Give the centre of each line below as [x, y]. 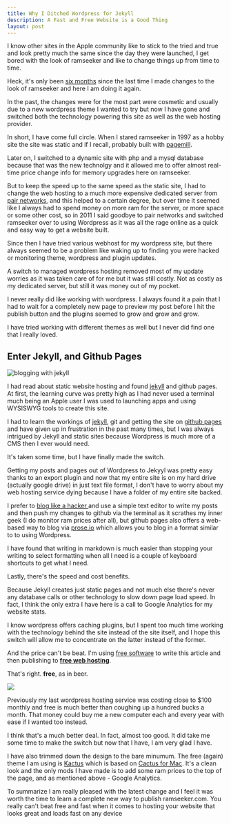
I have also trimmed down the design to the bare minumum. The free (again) [115, 756]
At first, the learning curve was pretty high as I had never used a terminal [111, 394]
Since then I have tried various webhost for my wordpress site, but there [110, 243]
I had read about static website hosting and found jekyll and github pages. [112, 386]
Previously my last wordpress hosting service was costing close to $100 [109, 700]
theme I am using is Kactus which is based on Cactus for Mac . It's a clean [112, 763]
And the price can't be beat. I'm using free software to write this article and [114, 653]
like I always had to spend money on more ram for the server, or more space [115, 208]
